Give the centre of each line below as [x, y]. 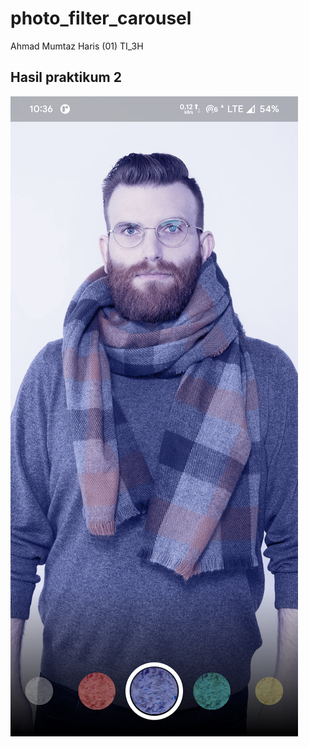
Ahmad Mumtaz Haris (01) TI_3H [77, 46]
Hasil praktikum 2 [66, 77]
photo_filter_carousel [101, 18]
